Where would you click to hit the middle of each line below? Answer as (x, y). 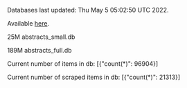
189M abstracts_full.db (39, 50)
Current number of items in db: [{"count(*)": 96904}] (83, 64)
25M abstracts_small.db (41, 37)
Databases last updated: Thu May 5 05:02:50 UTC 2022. (88, 10)
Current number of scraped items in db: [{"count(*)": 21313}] (94, 77)
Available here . (28, 23)
